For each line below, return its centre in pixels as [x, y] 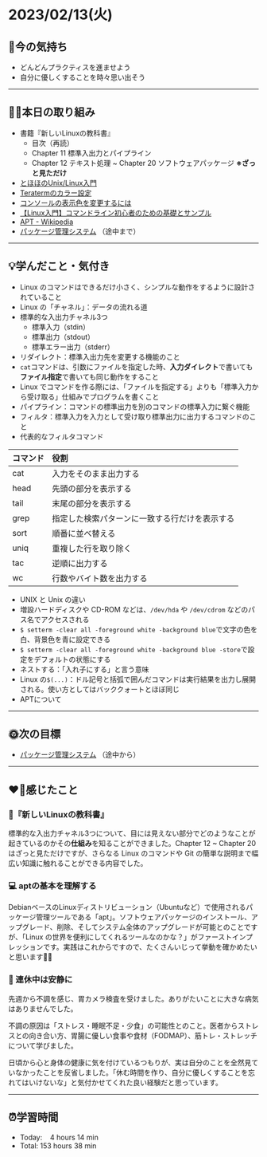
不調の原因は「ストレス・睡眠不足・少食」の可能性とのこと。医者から [123, 1025]
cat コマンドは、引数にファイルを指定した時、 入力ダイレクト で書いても [136, 367]
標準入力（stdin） [60, 327]
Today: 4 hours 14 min [59, 1137]
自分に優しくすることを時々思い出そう [82, 77]
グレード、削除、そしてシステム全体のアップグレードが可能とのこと [133, 927]
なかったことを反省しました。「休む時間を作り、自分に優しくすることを [132, 1072]
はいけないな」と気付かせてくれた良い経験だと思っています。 [122, 1082]
